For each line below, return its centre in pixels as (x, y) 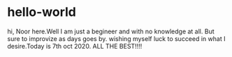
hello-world (42, 12)
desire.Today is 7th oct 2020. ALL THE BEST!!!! (75, 46)
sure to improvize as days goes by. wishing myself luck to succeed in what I (116, 38)
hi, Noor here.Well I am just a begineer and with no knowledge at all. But (111, 31)
